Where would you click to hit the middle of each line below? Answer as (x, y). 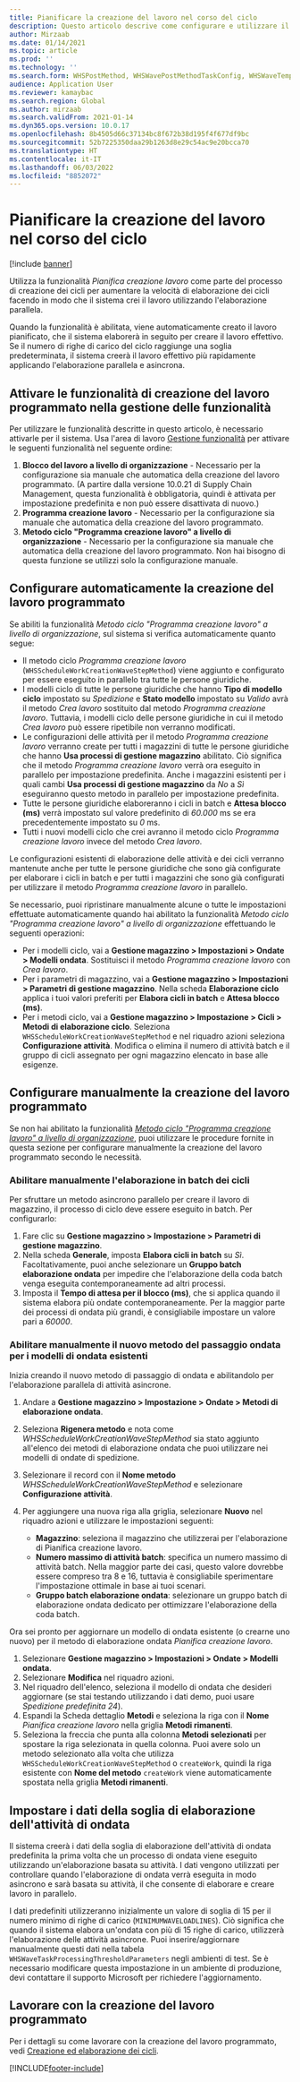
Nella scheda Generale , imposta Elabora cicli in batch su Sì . (133, 1255)
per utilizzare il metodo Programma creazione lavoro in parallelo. (129, 887)
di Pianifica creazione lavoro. (89, 1548)
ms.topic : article (43, 51)
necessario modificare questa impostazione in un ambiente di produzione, (146, 1968)
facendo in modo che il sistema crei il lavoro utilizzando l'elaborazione (138, 300)
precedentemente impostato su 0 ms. (91, 822)
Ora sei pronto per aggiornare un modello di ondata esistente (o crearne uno (150, 1632)
